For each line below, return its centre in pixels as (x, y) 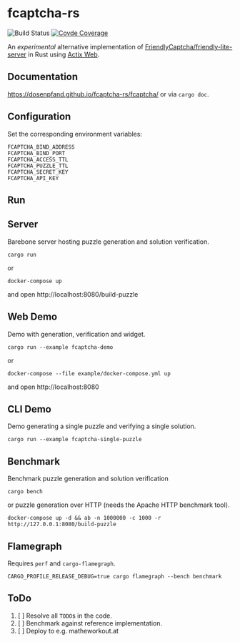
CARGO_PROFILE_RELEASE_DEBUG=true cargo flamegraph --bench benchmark (115, 577)
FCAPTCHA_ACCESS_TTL (38, 159)
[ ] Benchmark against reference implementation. (90, 623)
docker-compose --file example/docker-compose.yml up (89, 373)
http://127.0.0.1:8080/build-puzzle (62, 524)
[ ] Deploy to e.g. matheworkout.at (68, 631)
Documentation (43, 77)
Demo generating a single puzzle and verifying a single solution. (102, 426)
